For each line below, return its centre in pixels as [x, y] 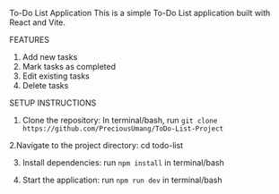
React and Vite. [37, 22]
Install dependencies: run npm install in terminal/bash [123, 163]
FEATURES [30, 40]
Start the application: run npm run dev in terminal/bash [122, 180]
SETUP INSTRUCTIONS [53, 103]
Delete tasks [45, 85]
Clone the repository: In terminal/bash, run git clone [120, 120]
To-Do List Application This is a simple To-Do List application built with [140, 13]
